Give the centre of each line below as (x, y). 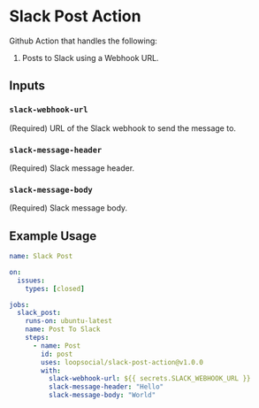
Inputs (27, 86)
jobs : (19, 304)
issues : (31, 281)
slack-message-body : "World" (102, 396)
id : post (57, 354)
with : (51, 370)
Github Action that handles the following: (83, 41)
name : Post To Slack (63, 329)
